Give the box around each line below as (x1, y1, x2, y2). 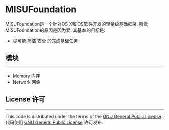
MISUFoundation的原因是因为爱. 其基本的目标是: (5, 27, 106, 33)
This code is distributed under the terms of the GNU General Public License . (5, 113, 163, 119)
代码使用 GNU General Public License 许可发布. (5, 119, 103, 125)
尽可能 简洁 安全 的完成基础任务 (12, 38, 78, 44)
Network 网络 (12, 79, 41, 85)
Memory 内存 (12, 73, 40, 79)
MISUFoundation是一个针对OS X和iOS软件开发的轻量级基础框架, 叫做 (5, 21, 148, 27)
